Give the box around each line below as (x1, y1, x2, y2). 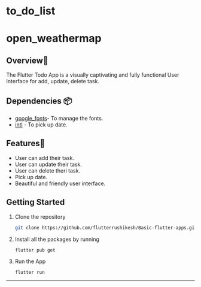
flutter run (14, 270, 45, 276)
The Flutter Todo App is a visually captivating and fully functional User (6, 71, 179, 78)
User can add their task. (14, 154, 75, 161)
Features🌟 (6, 138, 45, 149)
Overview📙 (6, 55, 48, 65)
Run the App (14, 258, 46, 265)
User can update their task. (14, 161, 83, 168)
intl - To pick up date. (14, 121, 68, 128)
